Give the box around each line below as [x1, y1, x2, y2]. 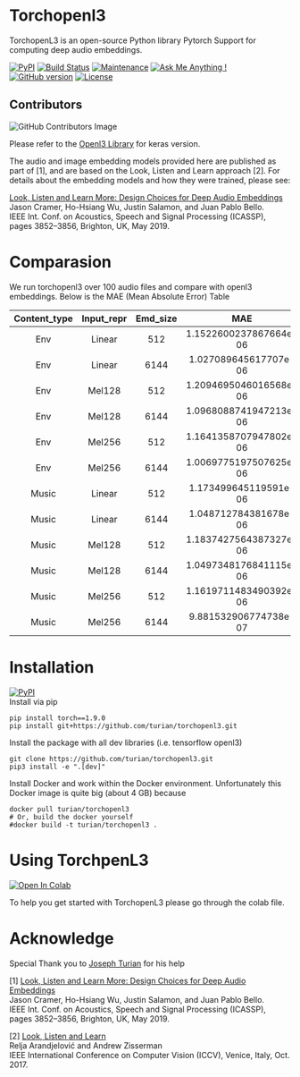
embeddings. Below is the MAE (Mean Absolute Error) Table [9, 291, 230, 301]
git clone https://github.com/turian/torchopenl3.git [9, 754, 214, 763]
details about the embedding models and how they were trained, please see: [9, 174, 291, 185]
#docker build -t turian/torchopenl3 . [9, 820, 158, 829]
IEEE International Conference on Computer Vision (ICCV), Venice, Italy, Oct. [9, 1049, 290, 1060]
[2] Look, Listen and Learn [9, 1030, 107, 1041]
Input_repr [81, 312, 128, 325]
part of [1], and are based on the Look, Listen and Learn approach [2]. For [9, 165, 280, 175]
